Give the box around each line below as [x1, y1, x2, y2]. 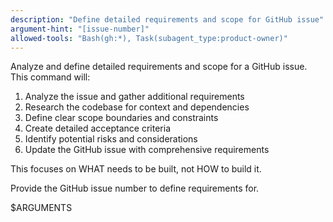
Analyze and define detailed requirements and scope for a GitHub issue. [10, 61, 308, 73]
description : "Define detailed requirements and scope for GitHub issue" [10, 14, 325, 25]
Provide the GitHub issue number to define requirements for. [10, 182, 260, 195]
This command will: [10, 71, 91, 83]
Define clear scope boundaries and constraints [24, 112, 219, 124]
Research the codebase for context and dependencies [24, 101, 250, 113]
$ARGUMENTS [10, 202, 73, 214]
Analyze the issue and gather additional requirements [24, 91, 245, 103]
